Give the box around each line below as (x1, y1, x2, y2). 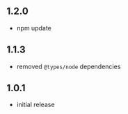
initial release (16, 100, 55, 109)
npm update (16, 23, 51, 32)
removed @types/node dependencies (16, 62, 121, 70)
